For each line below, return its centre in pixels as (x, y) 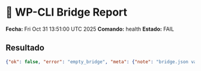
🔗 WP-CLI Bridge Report (66, 12)
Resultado (25, 48)
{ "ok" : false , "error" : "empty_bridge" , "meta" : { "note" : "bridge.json (97, 62)
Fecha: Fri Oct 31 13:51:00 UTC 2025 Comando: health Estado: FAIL (90, 29)
